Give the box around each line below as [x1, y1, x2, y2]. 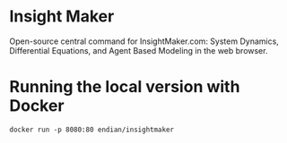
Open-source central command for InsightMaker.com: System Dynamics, [9, 36, 280, 46]
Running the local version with [9, 77, 240, 97]
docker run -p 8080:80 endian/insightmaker [9, 125, 175, 134]
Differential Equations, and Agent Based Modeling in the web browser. [9, 45, 268, 55]
